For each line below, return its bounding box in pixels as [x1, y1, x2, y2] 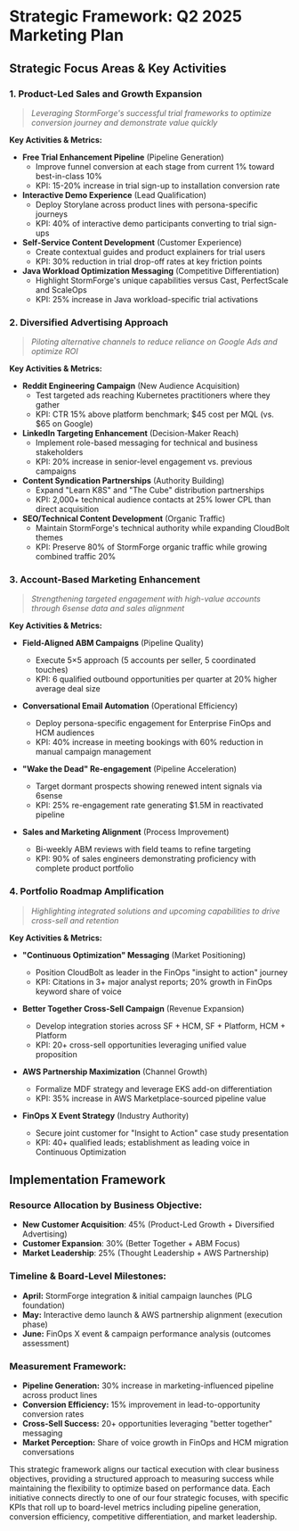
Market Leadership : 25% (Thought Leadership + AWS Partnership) [21, 1247, 270, 1259]
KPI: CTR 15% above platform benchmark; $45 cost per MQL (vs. [35, 409, 274, 420]
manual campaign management [35, 747, 151, 757]
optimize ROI [30, 346, 78, 357]
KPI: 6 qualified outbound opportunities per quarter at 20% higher [35, 674, 278, 684]
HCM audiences [35, 727, 95, 738]
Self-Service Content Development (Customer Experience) [21, 236, 242, 247]
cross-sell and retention [30, 914, 119, 925]
